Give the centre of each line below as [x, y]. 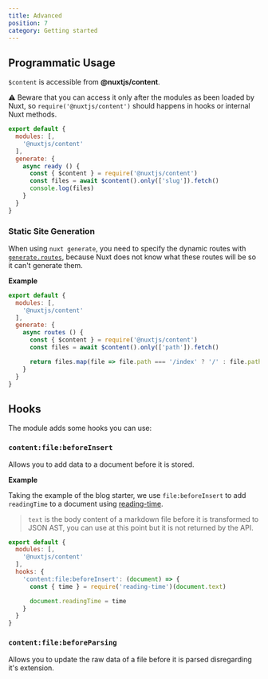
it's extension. [31, 668]
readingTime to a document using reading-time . [86, 503]
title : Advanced [35, 16]
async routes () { [53, 333]
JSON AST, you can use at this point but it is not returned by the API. [140, 527]
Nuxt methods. [33, 114]
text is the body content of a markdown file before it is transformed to [143, 519]
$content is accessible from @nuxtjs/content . [85, 82]
